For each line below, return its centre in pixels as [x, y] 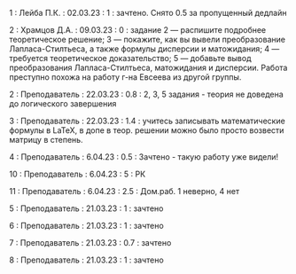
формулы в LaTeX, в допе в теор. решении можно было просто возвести [147, 130]
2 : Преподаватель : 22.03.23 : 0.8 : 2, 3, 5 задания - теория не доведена [146, 94]
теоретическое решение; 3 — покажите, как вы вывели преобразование [148, 39]
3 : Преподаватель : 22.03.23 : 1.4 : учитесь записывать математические [147, 121]
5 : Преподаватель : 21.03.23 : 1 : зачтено [86, 208]
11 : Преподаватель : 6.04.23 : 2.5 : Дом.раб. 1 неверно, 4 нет [125, 191]
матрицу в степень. [46, 140]
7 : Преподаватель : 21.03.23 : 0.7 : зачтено [90, 243]
